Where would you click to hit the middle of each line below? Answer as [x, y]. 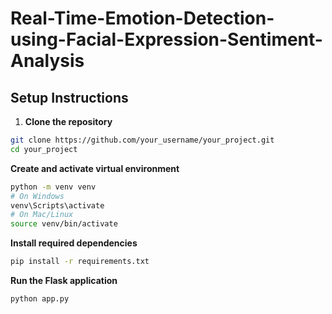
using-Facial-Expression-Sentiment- [166, 39]
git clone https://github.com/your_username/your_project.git [142, 140]
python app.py [40, 299]
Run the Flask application [64, 280]
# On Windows [37, 196]
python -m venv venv [53, 187]
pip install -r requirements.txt [80, 262]
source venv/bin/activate [64, 224]
